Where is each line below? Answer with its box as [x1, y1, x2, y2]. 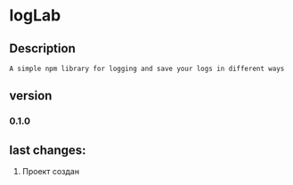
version [9, 88, 53, 103]
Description [9, 41, 76, 56]
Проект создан [21, 166, 80, 177]
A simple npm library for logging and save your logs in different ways [9, 64, 285, 73]
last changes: [9, 142, 86, 157]
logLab [9, 5, 61, 26]
